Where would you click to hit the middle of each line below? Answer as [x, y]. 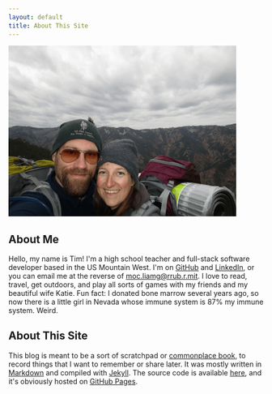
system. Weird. [33, 310]
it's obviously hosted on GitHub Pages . [73, 381]
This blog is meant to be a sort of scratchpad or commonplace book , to [127, 355]
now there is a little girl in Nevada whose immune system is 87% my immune [136, 302]
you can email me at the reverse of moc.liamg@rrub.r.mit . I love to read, [128, 276]
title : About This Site [49, 26]
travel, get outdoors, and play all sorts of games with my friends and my [128, 285]
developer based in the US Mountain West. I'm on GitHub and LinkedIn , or [132, 268]
